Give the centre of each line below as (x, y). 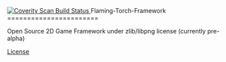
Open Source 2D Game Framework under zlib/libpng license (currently (106, 31)
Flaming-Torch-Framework (128, 11)
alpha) (16, 38)
